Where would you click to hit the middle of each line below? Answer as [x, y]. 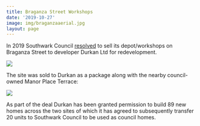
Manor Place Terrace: [51, 81]
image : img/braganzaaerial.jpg [46, 23]
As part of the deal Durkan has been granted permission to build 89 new [96, 105]
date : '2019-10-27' [31, 17]
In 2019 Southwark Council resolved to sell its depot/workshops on [90, 46]
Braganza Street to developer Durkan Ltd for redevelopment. [82, 52]
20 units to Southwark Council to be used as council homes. [81, 118]
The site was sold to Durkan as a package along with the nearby [86, 75]
